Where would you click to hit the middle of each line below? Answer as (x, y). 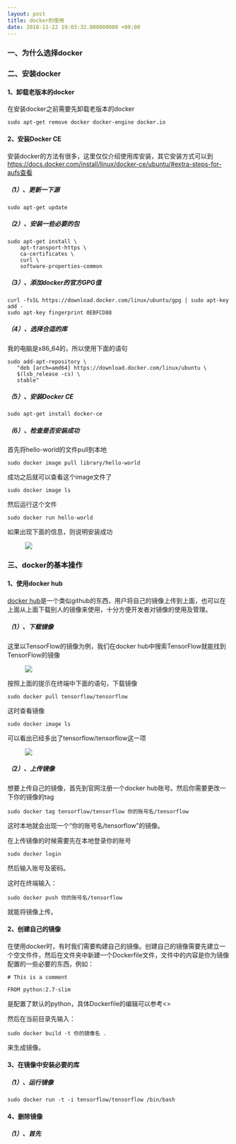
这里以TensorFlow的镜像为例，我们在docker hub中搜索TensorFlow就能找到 (117, 646)
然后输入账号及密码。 (38, 868)
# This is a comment (38, 977)
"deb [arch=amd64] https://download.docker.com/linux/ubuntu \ (112, 368)
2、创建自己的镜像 (34, 929)
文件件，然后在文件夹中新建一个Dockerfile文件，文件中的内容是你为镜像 (124, 955)
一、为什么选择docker (45, 53)
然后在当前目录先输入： (41, 1018)
